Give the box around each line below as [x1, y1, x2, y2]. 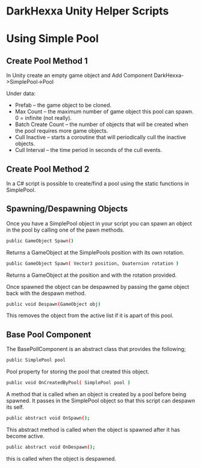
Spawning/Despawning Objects [6, 204, 128, 214]
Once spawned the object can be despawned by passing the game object [6, 283, 190, 290]
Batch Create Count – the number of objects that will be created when [14, 121, 188, 128]
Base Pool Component [6, 329, 91, 340]
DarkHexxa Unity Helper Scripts [6, 4, 169, 18]
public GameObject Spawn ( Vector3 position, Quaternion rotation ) [6, 261, 179, 267]
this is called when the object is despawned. [6, 455, 116, 462]
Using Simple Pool [6, 32, 99, 46]
